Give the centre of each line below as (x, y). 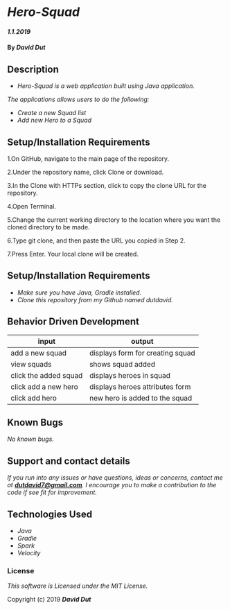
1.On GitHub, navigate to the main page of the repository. (88, 159)
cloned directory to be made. (48, 227)
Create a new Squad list (52, 113)
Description (33, 69)
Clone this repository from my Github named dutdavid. (95, 299)
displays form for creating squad (142, 353)
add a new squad (39, 353)
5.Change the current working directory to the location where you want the (114, 220)
